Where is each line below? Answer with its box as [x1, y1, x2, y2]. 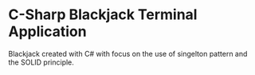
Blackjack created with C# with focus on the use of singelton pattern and [8, 49, 248, 58]
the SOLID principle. [8, 57, 74, 67]
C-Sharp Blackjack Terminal [8, 6, 198, 24]
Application [8, 22, 87, 41]
